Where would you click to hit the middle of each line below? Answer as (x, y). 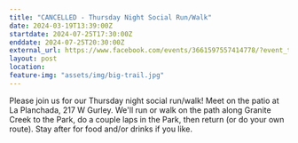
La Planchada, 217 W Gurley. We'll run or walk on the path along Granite (141, 110)
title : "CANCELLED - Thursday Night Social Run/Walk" (111, 17)
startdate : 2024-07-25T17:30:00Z (71, 34)
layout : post (33, 59)
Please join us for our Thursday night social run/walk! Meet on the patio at (144, 100)
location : (27, 68)
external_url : (35, 51)
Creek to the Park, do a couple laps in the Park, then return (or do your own (147, 119)
